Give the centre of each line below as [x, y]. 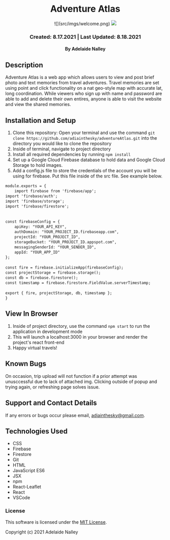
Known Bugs [26, 364]
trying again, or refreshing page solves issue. [53, 387]
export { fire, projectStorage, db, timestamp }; [59, 293]
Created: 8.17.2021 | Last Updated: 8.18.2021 [85, 37]
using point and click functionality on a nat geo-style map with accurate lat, [84, 88]
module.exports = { [26, 186]
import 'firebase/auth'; [31, 196]
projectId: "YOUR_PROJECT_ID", [47, 237]
